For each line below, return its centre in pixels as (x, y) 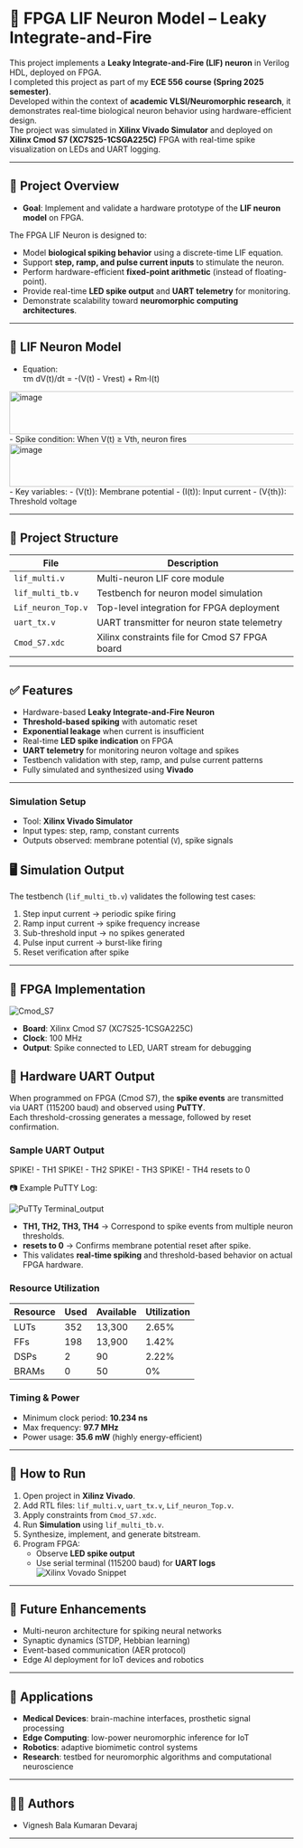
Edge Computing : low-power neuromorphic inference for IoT (136, 1738)
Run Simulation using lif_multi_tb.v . (93, 1524)
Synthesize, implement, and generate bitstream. (111, 1534)
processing (43, 1728)
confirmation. (34, 1127)
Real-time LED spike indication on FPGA (98, 741)
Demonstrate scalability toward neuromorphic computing (130, 300)
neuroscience (48, 1767)
